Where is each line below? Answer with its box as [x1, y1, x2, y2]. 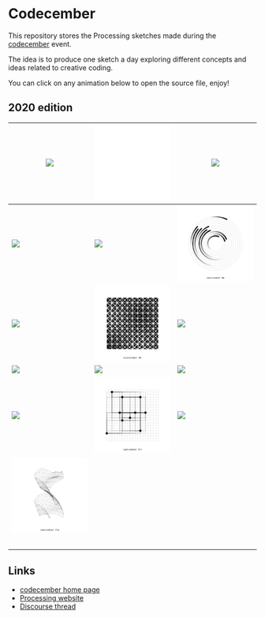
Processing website [19, 594, 84, 603]
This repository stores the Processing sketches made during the [8, 31, 217, 40]
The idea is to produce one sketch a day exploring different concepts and [8, 54, 247, 64]
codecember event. [8, 39, 73, 48]
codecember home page [19, 585, 100, 594]
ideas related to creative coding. [8, 62, 113, 72]
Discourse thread [19, 601, 77, 612]
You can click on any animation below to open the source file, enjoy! [8, 78, 230, 88]
